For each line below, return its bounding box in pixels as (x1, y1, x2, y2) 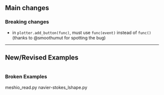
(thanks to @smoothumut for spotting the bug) (12, 35, 106, 40)
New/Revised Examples (5, 54, 79, 62)
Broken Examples (5, 73, 47, 80)
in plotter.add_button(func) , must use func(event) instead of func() (12, 29, 151, 36)
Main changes (5, 4, 49, 12)
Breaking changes (5, 19, 49, 25)
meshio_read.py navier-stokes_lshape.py (5, 84, 88, 90)
